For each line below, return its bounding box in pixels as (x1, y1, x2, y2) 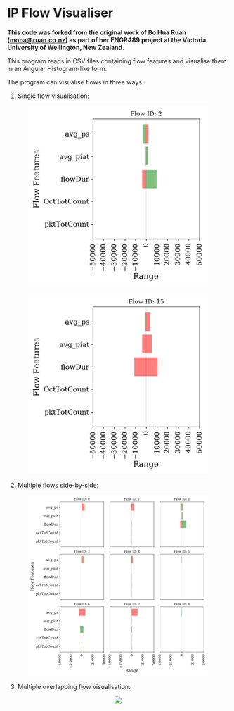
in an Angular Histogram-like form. (7, 64, 108, 73)
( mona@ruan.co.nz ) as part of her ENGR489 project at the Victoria (7, 35, 207, 44)
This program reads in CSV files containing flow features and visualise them (7, 56, 227, 65)
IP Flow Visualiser (7, 5, 114, 21)
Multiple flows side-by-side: (17, 481, 99, 489)
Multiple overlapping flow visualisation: (17, 682, 131, 691)
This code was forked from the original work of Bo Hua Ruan (7, 28, 187, 37)
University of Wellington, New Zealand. (7, 43, 125, 51)
